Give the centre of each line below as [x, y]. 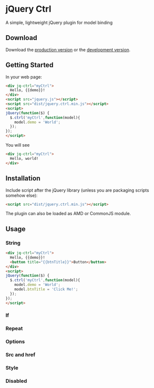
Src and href [21, 355]
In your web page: [24, 77]
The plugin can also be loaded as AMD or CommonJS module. [68, 214]
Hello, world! [24, 158]
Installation [23, 179]
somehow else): [22, 195]
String [13, 243]
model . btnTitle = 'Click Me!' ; [46, 289]
